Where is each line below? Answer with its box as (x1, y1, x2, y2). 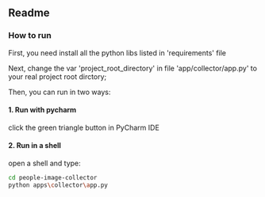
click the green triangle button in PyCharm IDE (8, 123, 160, 132)
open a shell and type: (8, 158, 81, 169)
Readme (8, 6, 50, 20)
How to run (8, 30, 52, 41)
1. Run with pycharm (8, 105, 77, 115)
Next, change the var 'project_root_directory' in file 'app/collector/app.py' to (8, 63, 258, 73)
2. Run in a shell (8, 141, 62, 150)
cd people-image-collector (8, 174, 98, 182)
